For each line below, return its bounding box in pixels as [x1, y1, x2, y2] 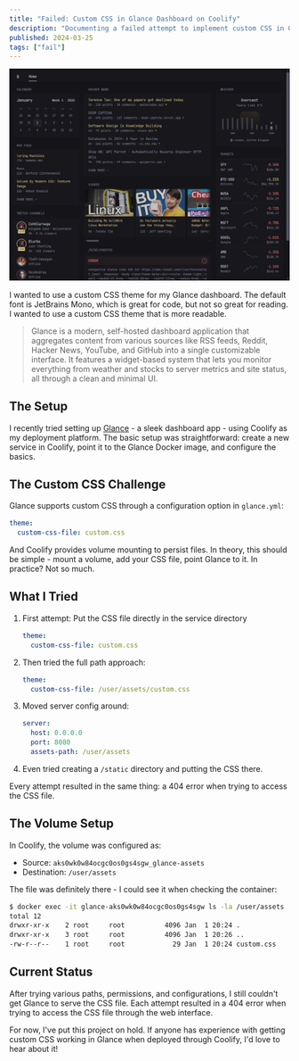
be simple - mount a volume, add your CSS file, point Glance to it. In [9, 554, 258, 565]
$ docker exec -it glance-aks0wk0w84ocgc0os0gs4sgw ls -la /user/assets [9, 902, 285, 911]
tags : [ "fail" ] [9, 43, 66, 52]
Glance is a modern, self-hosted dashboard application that [30, 326, 250, 336]
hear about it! [9, 1043, 59, 1054]
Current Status [9, 965, 93, 980]
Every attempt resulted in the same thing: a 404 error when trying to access [9, 781, 287, 792]
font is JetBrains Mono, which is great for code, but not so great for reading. [9, 299, 289, 310]
